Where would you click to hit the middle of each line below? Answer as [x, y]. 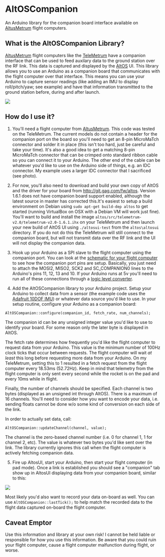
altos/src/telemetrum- [118, 217]
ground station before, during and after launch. [53, 92]
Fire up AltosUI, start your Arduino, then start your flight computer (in [82, 462]
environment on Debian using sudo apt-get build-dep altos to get [80, 206]
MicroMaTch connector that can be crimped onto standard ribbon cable [85, 155]
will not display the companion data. [49, 243]
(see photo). [25, 175]
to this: [19, 478]
